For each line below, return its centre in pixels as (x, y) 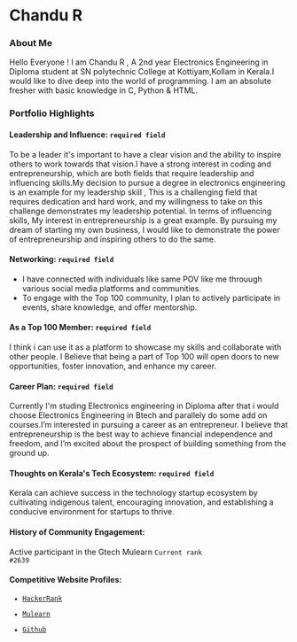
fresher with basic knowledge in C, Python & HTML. (103, 90)
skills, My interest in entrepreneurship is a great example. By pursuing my (143, 220)
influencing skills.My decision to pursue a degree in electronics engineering (147, 182)
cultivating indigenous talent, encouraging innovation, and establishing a (141, 502)
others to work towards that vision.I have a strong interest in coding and (141, 164)
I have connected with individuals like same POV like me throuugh (142, 279)
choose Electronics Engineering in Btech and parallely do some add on (138, 415)
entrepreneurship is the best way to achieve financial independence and (141, 434)
